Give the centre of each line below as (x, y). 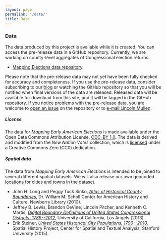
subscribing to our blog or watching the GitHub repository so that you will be (83, 87)
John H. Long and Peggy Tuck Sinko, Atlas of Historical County (77, 191)
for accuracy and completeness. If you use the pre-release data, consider (81, 81)
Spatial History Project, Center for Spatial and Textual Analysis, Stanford (86, 228)
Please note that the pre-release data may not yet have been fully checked (81, 77)
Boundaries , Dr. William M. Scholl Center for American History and (80, 197)
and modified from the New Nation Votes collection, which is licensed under (83, 142)
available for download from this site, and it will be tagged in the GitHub (78, 97)
